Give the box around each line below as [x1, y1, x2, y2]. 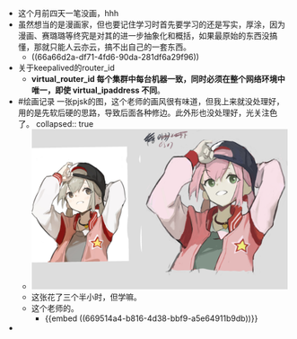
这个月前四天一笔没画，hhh [17, 8, 119, 18]
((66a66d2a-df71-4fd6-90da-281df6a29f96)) [31, 52, 200, 62]
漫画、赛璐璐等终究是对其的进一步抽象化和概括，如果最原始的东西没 [17, 31, 270, 40]
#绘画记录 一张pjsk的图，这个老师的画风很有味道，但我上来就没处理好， [17, 96, 284, 106]
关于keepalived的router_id [17, 62, 115, 73]
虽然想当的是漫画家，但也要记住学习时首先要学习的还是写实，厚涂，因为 [17, 19, 285, 30]
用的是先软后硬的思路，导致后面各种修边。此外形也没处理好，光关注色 [17, 107, 278, 118]
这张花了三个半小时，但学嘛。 [31, 291, 142, 303]
